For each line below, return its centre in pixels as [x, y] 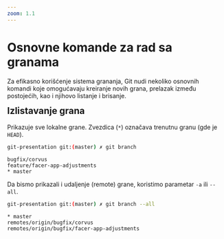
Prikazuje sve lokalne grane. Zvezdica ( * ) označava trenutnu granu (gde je [112, 127]
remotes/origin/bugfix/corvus [51, 223]
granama [33, 62]
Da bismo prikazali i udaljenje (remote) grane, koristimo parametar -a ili [108, 184]
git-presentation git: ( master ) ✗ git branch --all [81, 204]
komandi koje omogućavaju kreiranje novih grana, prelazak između [102, 88]
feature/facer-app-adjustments [52, 166]
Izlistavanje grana [46, 111]
